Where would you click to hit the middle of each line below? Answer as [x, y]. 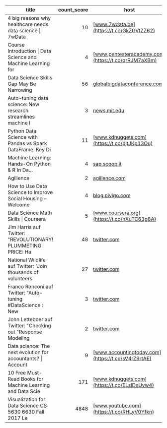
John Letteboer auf [30, 319]
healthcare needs [28, 24]
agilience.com [109, 178]
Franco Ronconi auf [31, 286]
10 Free [17, 373]
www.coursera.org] [118, 213]
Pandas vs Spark [27, 143]
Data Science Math [30, 213]
